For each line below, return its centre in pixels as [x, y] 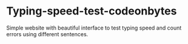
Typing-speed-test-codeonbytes [92, 11]
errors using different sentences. [47, 34]
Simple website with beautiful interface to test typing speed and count [94, 28]
